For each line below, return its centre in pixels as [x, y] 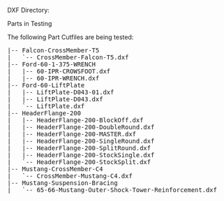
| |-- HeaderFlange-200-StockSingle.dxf [81, 155]
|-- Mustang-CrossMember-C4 [55, 169]
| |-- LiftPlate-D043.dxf [55, 99]
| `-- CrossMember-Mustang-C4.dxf [70, 176]
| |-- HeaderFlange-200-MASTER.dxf [72, 134]
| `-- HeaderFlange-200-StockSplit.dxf [79, 162]
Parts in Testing [30, 23]
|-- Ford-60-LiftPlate [46, 85]
